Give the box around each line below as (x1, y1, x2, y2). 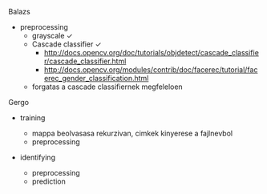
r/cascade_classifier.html (43, 56, 127, 66)
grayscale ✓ (31, 31, 74, 40)
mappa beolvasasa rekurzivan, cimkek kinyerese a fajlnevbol (31, 128, 233, 138)
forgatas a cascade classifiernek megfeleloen (31, 82, 183, 91)
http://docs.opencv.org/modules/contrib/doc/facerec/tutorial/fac (43, 65, 258, 75)
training (19, 113, 46, 123)
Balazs (8, 7, 30, 16)
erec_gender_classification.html (43, 74, 149, 83)
